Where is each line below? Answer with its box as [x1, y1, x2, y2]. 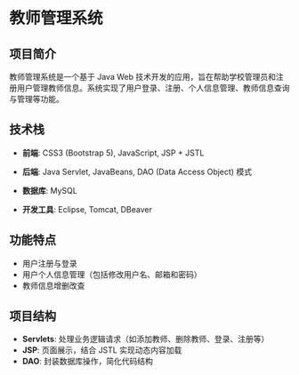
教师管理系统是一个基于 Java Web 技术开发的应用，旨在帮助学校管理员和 [9, 72, 276, 82]
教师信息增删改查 [21, 280, 85, 291]
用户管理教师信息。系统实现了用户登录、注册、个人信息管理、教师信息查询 [16, 83, 290, 93]
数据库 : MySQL [21, 185, 77, 195]
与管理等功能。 [9, 94, 64, 104]
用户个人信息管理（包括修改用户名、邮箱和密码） [21, 268, 202, 280]
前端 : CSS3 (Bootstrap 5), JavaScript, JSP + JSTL [21, 148, 205, 158]
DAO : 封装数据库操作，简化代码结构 [21, 356, 153, 367]
